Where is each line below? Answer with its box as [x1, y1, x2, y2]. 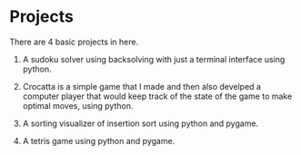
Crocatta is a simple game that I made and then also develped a [22, 81, 262, 92]
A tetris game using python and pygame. [22, 135, 176, 146]
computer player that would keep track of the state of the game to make [22, 91, 293, 102]
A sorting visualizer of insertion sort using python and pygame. [22, 118, 259, 129]
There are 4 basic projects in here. [9, 36, 139, 47]
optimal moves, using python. [22, 100, 134, 111]
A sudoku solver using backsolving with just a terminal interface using [22, 53, 286, 64]
